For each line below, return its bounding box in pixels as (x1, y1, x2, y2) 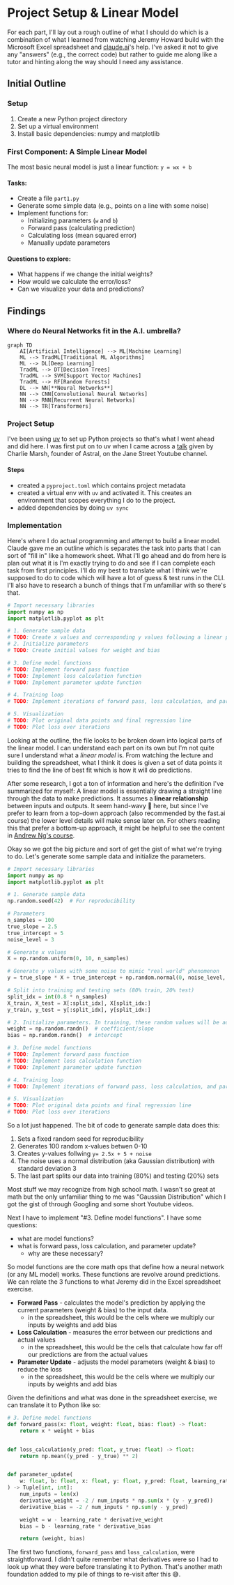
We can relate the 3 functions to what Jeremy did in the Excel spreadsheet (7, 1277, 221, 1286)
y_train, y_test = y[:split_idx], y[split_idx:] (7, 1006, 151, 1013)
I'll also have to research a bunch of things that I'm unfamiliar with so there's (7, 581, 226, 589)
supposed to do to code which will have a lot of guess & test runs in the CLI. (7, 573, 225, 582)
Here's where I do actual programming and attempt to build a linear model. (7, 536, 221, 545)
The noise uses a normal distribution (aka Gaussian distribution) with (17, 1157, 214, 1165)
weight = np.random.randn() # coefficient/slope (7, 1025, 155, 1033)
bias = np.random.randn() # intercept (7, 1032, 123, 1039)
